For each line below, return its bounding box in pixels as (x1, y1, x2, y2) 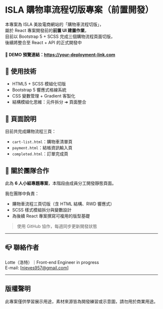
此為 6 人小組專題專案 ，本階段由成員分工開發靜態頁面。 (5, 180, 116, 186)
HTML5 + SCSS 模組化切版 (12, 81, 66, 87)
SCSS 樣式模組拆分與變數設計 (12, 207, 72, 212)
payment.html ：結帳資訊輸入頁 (12, 145, 73, 151)
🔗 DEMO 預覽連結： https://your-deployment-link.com (5, 51, 115, 57)
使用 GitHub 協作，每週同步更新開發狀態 (16, 223, 98, 229)
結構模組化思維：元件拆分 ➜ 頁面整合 (12, 99, 86, 105)
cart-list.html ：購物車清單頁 (12, 139, 73, 145)
